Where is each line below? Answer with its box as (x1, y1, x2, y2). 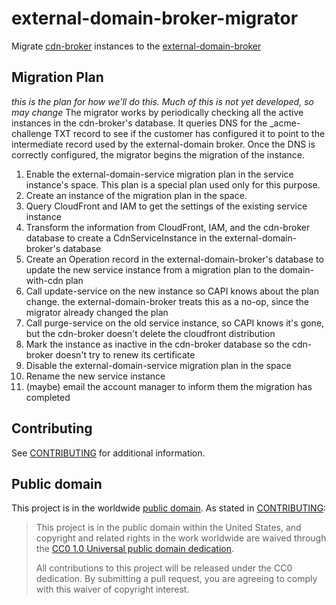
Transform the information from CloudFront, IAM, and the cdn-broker (25, 221, 311, 233)
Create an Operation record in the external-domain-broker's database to (25, 253, 324, 265)
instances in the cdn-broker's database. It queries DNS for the (11, 117, 268, 129)
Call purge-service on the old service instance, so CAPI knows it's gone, (25, 317, 325, 329)
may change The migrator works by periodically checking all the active (11, 106, 304, 118)
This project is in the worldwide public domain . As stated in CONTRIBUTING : (11, 502, 327, 514)
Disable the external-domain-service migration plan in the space (25, 359, 292, 371)
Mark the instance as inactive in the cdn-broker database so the (25, 338, 291, 350)
